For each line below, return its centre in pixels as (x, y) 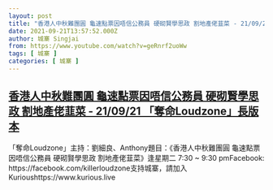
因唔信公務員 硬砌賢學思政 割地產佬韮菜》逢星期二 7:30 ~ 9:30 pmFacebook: (136, 158)
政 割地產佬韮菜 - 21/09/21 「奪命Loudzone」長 (128, 112)
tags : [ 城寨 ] (33, 54)
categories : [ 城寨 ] (44, 62)
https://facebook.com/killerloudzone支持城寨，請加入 (98, 168)
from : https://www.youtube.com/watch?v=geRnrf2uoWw (97, 46)
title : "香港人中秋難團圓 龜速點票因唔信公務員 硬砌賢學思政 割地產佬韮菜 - (123, 24)
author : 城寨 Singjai (44, 39)
